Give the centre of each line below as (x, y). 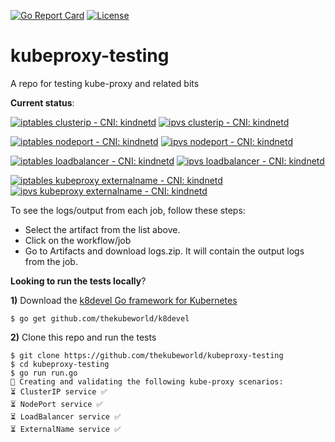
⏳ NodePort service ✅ (56, 404)
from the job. (51, 261)
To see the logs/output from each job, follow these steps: (128, 210)
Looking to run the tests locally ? (78, 281)
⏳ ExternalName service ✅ (66, 429)
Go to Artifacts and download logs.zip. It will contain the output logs (164, 251)
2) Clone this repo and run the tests (83, 337)
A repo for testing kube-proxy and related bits (105, 83)
